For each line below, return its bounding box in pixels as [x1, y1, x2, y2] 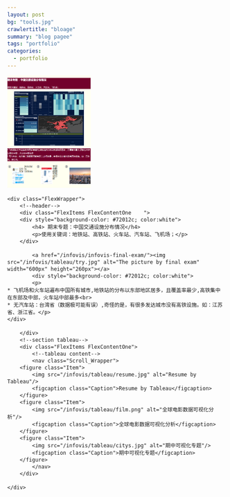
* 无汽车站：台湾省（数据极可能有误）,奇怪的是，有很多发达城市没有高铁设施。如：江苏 [7, 301, 223, 308]
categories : [7, 48, 42, 55]
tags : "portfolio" [7, 40, 60, 48]
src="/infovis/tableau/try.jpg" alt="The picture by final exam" [7, 258, 200, 266]
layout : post [7, 11, 45, 18]
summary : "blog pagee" [7, 33, 73, 40]
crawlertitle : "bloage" [7, 26, 76, 33]
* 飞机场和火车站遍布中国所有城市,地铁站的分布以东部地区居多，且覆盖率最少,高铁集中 [7, 287, 221, 293]
